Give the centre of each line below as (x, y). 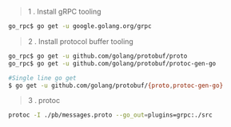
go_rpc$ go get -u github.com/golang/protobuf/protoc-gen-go (112, 63)
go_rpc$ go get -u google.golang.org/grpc (80, 26)
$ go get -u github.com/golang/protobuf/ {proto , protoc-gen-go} (116, 85)
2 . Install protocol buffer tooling (80, 41)
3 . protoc (44, 101)
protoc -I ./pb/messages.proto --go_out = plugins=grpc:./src (111, 115)
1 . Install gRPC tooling (64, 12)
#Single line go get (43, 78)
